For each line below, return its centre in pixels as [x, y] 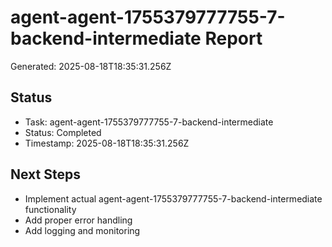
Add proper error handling [78, 220]
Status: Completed [63, 132]
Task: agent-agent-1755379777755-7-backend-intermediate [149, 122]
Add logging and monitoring [82, 230]
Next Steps [45, 174]
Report [233, 38]
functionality [50, 209]
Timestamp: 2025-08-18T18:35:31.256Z [107, 143]
